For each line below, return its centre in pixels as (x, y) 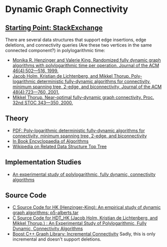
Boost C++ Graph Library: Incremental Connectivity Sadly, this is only (84, 234)
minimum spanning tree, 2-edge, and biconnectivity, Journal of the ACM (87, 87)
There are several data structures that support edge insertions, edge (76, 40)
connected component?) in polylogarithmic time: (55, 50)
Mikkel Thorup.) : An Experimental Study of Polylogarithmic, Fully (79, 223)
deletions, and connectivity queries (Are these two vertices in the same (78, 45)
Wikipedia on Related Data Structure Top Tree (59, 146)
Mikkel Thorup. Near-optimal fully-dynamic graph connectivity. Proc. (83, 97)
